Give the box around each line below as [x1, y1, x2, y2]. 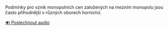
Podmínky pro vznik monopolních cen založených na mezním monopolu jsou [5, 4, 163, 10]
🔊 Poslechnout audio [5, 19, 50, 25]
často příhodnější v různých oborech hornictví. [5, 9, 102, 15]
